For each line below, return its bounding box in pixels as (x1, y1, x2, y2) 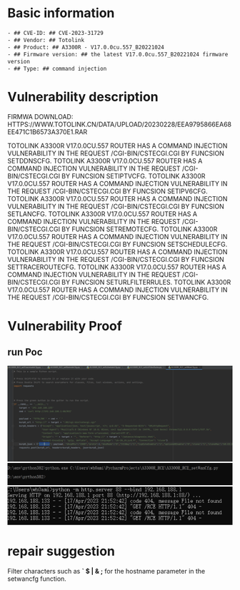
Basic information (7, 5, 115, 21)
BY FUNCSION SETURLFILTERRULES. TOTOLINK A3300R (61, 278, 231, 286)
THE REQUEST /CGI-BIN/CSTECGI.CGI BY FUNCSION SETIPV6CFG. (7, 187, 209, 195)
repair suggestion (7, 544, 116, 559)
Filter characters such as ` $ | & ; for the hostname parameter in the (7, 566, 206, 575)
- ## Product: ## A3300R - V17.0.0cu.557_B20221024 (7, 44, 164, 51)
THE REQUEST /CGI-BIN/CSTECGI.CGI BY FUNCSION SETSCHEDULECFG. (7, 240, 228, 248)
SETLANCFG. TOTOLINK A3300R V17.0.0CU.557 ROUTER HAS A (7, 209, 198, 218)
